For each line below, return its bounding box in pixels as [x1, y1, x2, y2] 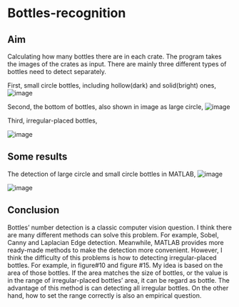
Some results [7, 151, 68, 163]
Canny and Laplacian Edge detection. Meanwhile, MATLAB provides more [7, 238, 225, 246]
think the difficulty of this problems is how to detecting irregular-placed [7, 253, 217, 261]
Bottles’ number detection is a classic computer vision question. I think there [7, 223, 232, 231]
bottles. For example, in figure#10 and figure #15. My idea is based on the [7, 261, 223, 269]
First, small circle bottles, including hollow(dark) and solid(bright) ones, [7, 81, 216, 90]
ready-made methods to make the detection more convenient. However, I [7, 246, 223, 254]
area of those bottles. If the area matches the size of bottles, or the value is [7, 269, 228, 277]
